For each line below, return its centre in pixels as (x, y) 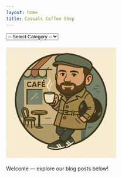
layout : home (22, 12)
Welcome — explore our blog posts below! (57, 169)
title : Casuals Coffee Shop (40, 19)
